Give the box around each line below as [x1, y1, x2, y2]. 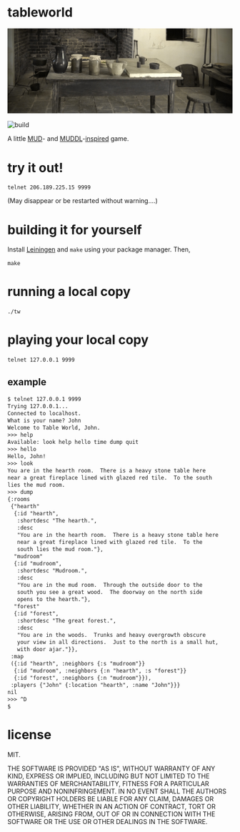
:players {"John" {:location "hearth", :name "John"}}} [10, 681, 181, 688]
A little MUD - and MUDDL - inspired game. [7, 134, 129, 143]
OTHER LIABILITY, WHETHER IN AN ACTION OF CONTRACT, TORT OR [7, 802, 216, 811]
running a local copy [7, 284, 131, 300]
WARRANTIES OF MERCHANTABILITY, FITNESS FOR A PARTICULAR [7, 779, 209, 788]
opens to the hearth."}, [16, 595, 91, 603]
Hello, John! [7, 452, 46, 460]
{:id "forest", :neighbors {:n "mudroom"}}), [14, 674, 152, 681]
